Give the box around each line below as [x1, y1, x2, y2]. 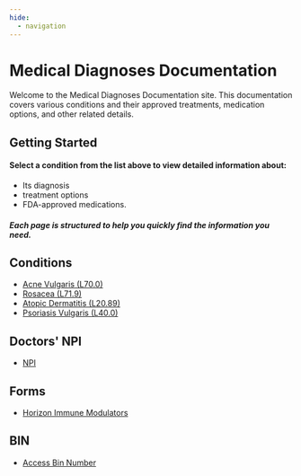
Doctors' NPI [9, 333, 83, 348]
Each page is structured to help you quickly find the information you [9, 219, 270, 230]
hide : [9, 13, 30, 22]
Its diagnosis [22, 181, 70, 191]
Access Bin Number [22, 457, 97, 468]
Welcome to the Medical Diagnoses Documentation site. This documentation [9, 90, 293, 101]
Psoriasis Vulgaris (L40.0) [22, 307, 119, 319]
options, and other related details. [9, 109, 135, 119]
